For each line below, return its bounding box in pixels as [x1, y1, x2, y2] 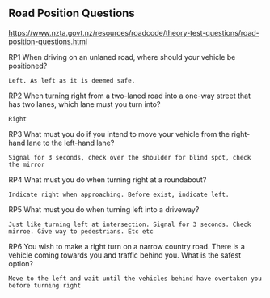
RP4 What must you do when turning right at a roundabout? [8, 174, 207, 185]
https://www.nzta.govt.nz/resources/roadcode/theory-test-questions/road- [8, 28, 260, 37]
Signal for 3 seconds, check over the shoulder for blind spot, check [8, 153, 251, 161]
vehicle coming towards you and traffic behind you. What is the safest [8, 250, 242, 260]
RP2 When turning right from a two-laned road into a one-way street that [8, 91, 251, 100]
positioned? [8, 61, 48, 70]
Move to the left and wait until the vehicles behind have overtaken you [8, 275, 263, 283]
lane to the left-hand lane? [27, 138, 115, 147]
